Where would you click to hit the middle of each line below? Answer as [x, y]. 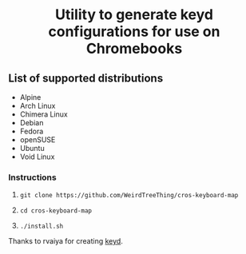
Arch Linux [38, 106]
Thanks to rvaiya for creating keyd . [66, 241]
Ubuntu [32, 148]
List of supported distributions [86, 78]
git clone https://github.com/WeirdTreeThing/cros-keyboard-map [129, 196]
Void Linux [37, 157]
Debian [32, 123]
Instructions [33, 177]
